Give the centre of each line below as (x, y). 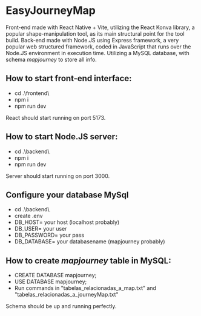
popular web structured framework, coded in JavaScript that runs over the (98, 47)
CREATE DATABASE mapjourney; (55, 275)
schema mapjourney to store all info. (51, 59)
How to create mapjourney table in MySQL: (88, 261)
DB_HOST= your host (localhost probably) (67, 222)
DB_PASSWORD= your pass (49, 235)
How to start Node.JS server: (62, 137)
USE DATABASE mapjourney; (51, 281)
